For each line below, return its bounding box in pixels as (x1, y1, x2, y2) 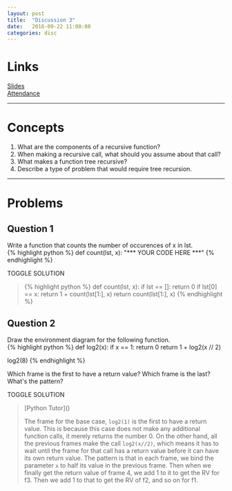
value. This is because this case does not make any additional (23, 424, 200, 432)
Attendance (7, 89, 40, 97)
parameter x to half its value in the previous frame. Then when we (23, 461, 212, 470)
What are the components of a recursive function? (17, 143, 161, 151)
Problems (7, 195, 64, 211)
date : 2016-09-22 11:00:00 (7, 23, 91, 30)
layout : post (7, 10, 45, 17)
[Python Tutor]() (23, 403, 70, 412)
